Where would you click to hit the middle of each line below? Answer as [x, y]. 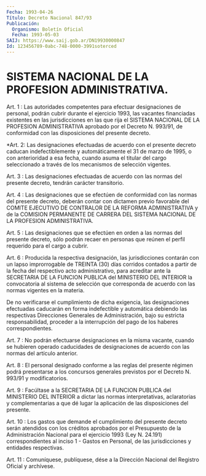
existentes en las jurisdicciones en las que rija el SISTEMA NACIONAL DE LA [103, 120]
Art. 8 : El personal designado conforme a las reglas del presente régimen [100, 365]
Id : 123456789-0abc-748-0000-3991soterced [61, 47]
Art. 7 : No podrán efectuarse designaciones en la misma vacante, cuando [101, 340]
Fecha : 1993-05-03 [36, 35]
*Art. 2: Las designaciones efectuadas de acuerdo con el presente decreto [101, 144]
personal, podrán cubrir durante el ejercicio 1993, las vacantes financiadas [101, 113]
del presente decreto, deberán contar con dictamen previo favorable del [98, 201]
